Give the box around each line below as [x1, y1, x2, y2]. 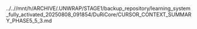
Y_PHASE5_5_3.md [6, 17, 52, 24]
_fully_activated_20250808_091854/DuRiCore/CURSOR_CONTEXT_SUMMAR [6, 11, 192, 18]
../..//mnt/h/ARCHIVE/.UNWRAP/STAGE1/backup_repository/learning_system [6, 5, 191, 12]
